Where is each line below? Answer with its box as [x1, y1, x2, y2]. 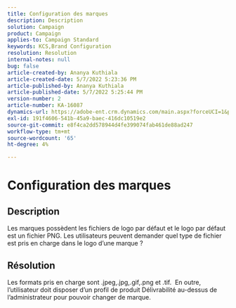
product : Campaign [7, 30, 61, 37]
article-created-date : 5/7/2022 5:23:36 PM [7, 75, 137, 83]
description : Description [7, 17, 83, 24]
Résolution [7, 259, 55, 271]
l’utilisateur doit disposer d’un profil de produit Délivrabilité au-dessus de [7, 285, 218, 294]
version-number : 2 [7, 96, 61, 103]
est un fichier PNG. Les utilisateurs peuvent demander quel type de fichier [7, 231, 222, 240]
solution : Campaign [7, 23, 65, 30]
